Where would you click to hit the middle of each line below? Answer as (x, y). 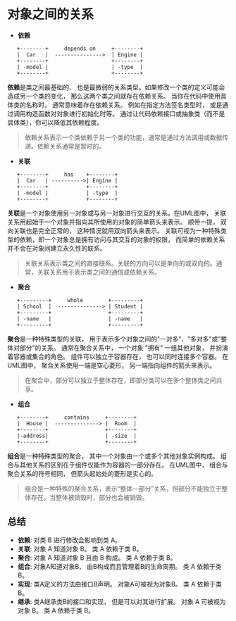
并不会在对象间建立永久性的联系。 (57, 248)
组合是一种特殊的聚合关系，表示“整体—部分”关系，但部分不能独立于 (123, 488)
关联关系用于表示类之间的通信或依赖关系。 (99, 272)
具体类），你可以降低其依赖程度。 (55, 122)
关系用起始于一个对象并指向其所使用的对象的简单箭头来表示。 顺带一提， (113, 222)
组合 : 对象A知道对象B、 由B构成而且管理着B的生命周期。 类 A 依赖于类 (119, 566)
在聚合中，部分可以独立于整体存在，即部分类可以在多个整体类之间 (120, 380)
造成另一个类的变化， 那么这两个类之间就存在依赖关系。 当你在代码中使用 (114, 96)
